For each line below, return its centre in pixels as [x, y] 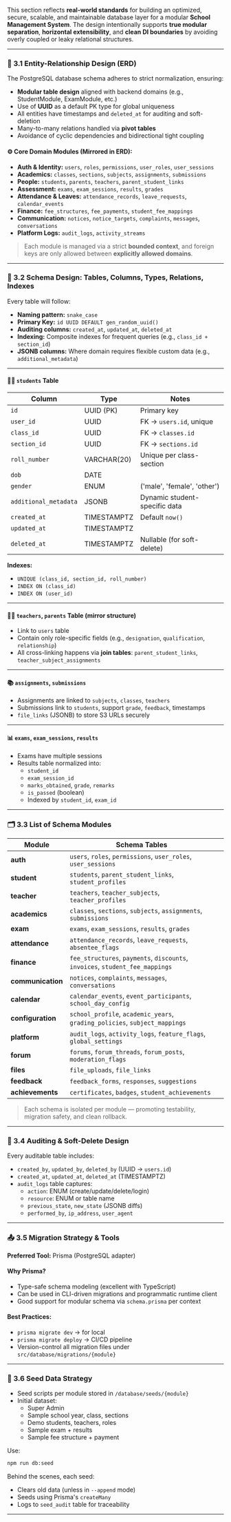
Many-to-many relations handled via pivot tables [86, 128]
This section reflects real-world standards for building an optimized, [104, 10]
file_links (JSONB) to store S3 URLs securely [83, 715]
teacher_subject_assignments [59, 660]
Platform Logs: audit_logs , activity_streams [81, 233]
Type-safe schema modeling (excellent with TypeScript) [97, 1286]
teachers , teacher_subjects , [115, 893]
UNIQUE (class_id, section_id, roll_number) [82, 579]
